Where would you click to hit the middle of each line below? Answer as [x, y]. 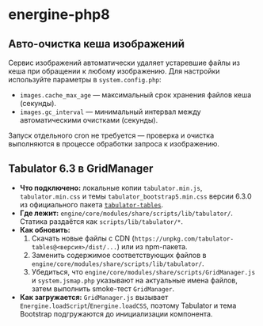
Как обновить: [45, 229]
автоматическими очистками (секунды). [89, 120]
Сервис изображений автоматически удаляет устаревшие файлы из [124, 63]
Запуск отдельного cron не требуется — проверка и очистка [111, 135]
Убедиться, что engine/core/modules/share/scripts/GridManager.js [143, 271]
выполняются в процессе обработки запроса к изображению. [114, 144]
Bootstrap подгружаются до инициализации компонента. [116, 313]
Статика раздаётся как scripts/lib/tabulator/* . [101, 221]
